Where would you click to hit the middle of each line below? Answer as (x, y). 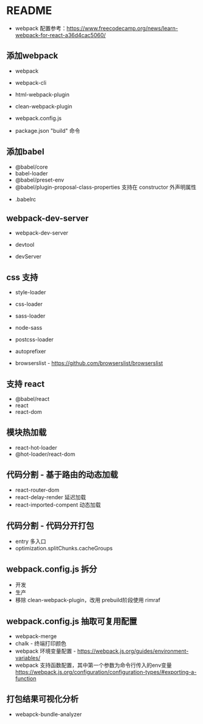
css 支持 (22, 277)
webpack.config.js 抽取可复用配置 (72, 621)
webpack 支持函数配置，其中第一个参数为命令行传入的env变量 (94, 665)
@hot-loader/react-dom (45, 454)
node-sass (29, 328)
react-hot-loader (36, 447)
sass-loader (30, 316)
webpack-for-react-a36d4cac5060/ (60, 35)
